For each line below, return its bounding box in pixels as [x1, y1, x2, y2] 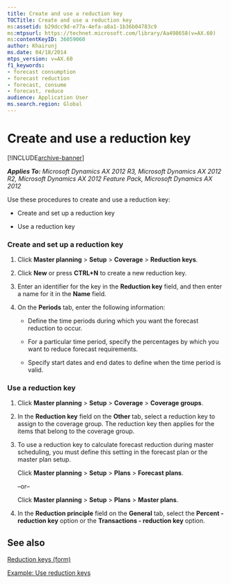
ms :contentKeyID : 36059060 [7, 36, 86, 43]
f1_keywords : [7, 62, 45, 69]
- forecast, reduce [7, 88, 64, 95]
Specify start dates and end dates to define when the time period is [27, 359, 221, 367]
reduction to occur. [27, 324, 83, 332]
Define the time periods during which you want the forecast [27, 317, 199, 325]
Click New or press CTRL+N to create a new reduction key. [17, 269, 187, 277]
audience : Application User [7, 95, 89, 102]
